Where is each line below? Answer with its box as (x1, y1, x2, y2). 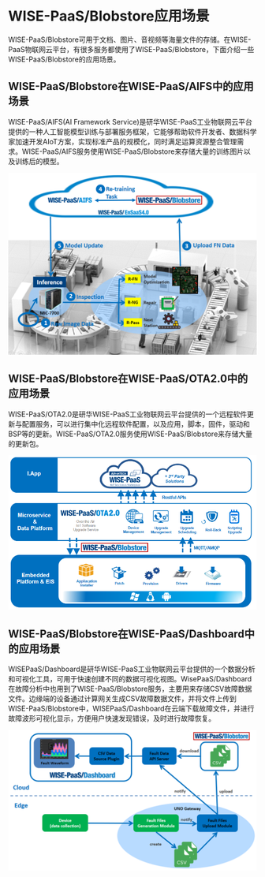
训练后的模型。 (14, 156, 64, 166)
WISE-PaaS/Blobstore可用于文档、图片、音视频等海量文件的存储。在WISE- (8, 35, 252, 44)
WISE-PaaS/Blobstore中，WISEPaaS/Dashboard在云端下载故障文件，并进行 (8, 703, 255, 713)
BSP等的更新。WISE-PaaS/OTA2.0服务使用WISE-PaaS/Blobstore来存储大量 (8, 429, 253, 438)
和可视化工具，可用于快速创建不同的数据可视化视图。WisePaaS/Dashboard (8, 674, 252, 683)
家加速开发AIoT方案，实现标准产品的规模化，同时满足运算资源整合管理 (8, 136, 237, 146)
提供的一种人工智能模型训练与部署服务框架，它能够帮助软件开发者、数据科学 (8, 127, 257, 136)
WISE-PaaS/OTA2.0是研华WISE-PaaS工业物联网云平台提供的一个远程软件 (8, 409, 247, 419)
